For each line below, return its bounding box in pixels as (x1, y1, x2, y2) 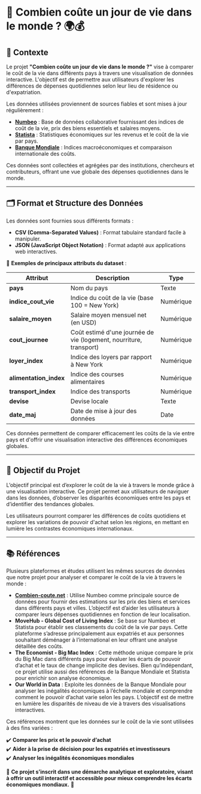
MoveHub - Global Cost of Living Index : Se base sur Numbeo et (14, 617, 175, 624)
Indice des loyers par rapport (71, 353, 152, 361)
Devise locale (71, 397, 109, 405)
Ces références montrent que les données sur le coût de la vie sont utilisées (6, 718, 194, 725)
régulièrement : (6, 107, 44, 113)
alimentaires (71, 377, 105, 386)
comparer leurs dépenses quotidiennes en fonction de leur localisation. (14, 611, 191, 618)
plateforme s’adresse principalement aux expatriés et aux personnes (14, 630, 184, 637)
